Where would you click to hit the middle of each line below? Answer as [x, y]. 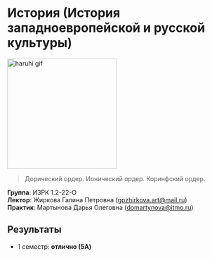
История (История [64, 13]
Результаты [34, 229]
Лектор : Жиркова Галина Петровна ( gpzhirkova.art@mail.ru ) [97, 199]
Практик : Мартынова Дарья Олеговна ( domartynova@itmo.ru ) [101, 207]
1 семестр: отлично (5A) [54, 246]
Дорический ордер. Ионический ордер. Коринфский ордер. [115, 178]
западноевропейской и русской [106, 28]
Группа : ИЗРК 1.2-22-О [42, 192]
